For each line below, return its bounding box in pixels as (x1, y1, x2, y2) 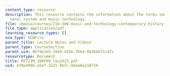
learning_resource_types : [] (5, 30, 67, 35)
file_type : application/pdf (5, 26, 65, 31)
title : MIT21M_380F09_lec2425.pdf (5, 58, 78, 63)
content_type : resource (5, 7, 56, 12)
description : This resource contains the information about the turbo (5, 12, 157, 17)
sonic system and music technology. (10, 16, 87, 21)
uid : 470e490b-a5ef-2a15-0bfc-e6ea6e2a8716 (5, 63, 99, 68)
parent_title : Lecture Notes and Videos (5, 40, 92, 45)
